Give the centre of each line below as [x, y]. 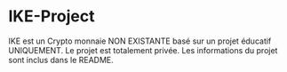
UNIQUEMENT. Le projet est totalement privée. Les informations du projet [143, 50]
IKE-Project [52, 16]
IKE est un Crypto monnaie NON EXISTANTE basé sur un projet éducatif [140, 41]
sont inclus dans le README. [61, 60]
